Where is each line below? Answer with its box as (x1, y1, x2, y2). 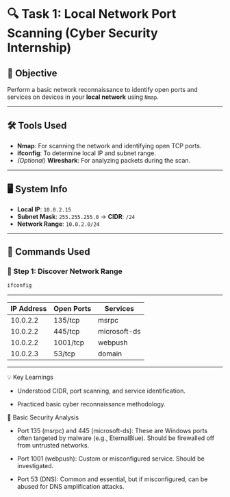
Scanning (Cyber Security (7, 25, 159, 41)
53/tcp (53, 349, 76, 358)
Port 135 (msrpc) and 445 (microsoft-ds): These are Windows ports (16, 427, 208, 435)
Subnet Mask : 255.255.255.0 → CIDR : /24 (16, 212, 136, 220)
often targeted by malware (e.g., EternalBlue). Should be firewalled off (16, 434, 214, 442)
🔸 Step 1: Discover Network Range (7, 266, 123, 276)
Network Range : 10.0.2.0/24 (16, 220, 100, 228)
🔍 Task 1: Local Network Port (7, 6, 177, 22)
